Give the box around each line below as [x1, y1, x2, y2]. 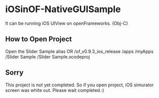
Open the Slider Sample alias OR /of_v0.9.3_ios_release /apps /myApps [5, 48, 154, 54]
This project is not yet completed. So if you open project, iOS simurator [5, 82, 154, 88]
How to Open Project [5, 35, 72, 43]
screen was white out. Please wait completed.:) [5, 87, 104, 93]
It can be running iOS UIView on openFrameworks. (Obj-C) [5, 20, 129, 26]
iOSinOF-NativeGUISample [5, 4, 121, 15]
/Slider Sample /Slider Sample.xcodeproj [5, 54, 90, 60]
